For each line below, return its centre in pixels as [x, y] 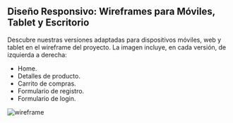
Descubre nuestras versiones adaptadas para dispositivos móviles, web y [114, 40]
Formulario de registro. [51, 90]
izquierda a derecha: [37, 54]
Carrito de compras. [47, 83]
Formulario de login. [47, 98]
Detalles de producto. [49, 76]
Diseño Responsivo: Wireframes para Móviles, [111, 12]
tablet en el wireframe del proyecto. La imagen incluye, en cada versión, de [117, 47]
